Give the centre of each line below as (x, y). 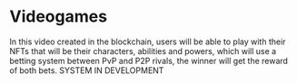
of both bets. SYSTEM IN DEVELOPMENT (87, 70)
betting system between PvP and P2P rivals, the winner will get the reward (149, 60)
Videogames (58, 17)
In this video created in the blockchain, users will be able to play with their (148, 41)
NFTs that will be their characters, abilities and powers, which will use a (143, 51)
